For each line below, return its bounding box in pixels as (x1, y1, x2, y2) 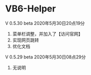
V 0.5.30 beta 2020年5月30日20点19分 (5, 20, 85, 26)
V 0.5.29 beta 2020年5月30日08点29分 (5, 53, 86, 60)
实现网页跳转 (12, 37, 39, 43)
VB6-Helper (5, 3, 56, 14)
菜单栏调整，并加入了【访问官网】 (12, 30, 83, 36)
